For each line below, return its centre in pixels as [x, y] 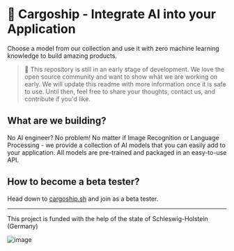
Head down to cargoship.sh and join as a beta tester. [83, 199]
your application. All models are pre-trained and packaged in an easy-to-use [117, 152]
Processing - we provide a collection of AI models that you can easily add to [117, 145]
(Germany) [23, 226]
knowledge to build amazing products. [62, 56]
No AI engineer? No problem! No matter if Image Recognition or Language [113, 137]
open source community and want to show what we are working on [121, 77]
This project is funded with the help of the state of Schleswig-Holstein [108, 218]
